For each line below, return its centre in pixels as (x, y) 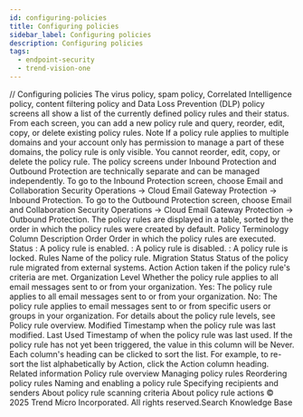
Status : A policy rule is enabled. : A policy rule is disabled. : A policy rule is (149, 248)
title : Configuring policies (64, 26)
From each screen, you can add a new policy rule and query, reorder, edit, (147, 122)
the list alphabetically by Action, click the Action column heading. (147, 364)
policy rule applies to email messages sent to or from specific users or (140, 305)
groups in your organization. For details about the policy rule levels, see (142, 315)
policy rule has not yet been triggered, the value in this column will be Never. (152, 344)
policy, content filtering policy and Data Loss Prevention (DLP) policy (137, 103)
